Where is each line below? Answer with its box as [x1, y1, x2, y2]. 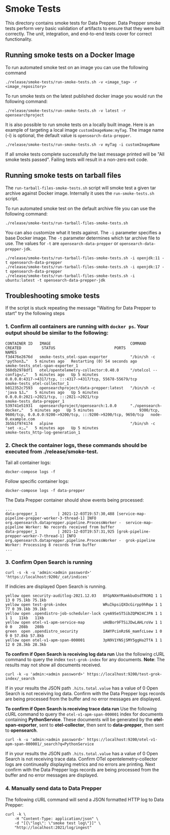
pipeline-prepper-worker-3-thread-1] [5, 515, 85, 521]
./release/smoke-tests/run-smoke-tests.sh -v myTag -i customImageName [5, 142, 160, 147]
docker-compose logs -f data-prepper [5, 488, 85, 493]
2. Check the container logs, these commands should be [5, 442, 147, 449]
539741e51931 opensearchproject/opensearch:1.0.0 [5, 403, 117, 408]
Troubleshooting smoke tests [5, 291, 100, 300]
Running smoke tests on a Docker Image [5, 51, 135, 59]
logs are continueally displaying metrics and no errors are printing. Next [5, 761, 156, 767]
